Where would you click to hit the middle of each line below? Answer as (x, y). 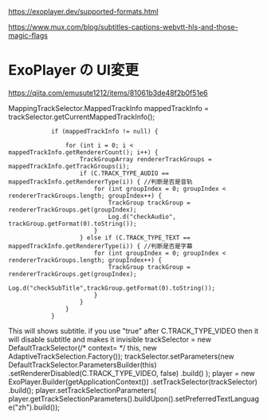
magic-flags (28, 36)
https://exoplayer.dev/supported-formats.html (83, 12)
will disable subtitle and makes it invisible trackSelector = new (110, 339)
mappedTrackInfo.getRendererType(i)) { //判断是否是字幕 (100, 246)
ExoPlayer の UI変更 (74, 70)
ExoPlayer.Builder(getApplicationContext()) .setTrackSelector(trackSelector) (133, 382)
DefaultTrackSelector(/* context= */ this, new (82, 347)
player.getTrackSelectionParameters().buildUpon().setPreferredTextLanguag (134, 398)
